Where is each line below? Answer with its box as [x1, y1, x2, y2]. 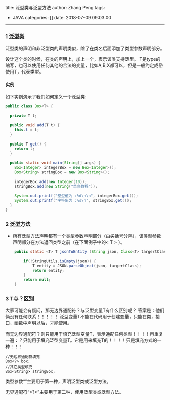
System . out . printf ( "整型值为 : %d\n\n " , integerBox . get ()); [14, 193, 138, 199]
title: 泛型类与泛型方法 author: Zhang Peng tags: [5, 5, 105, 10]
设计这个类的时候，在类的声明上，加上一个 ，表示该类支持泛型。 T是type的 [5, 56, 161, 62]
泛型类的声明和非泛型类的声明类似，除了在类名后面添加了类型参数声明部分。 [5, 45, 165, 52]
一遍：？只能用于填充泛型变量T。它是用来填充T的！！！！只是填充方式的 [5, 337, 158, 343]
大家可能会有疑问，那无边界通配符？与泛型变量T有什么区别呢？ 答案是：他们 [5, 307, 164, 313]
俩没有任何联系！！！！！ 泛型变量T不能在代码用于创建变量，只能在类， [5, 314, 156, 320]
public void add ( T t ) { [10, 123, 60, 128]
